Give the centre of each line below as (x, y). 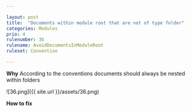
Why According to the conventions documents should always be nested (96, 73)
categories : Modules (32, 28)
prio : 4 (16, 34)
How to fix (19, 103)
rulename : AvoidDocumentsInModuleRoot (55, 45)
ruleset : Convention (32, 51)
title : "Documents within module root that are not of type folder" (95, 23)
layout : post (23, 17)
